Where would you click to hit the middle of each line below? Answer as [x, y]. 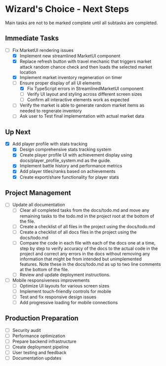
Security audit [26, 330]
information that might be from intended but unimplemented [81, 259]
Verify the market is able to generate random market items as [82, 105]
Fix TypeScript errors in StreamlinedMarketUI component [85, 89]
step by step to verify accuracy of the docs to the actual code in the [89, 248]
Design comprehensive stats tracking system [65, 150]
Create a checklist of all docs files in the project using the [78, 232]
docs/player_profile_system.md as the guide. [65, 161]
